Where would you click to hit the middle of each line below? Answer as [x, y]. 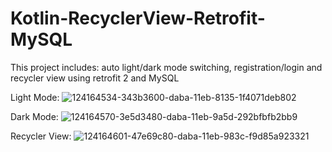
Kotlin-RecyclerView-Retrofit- [138, 18]
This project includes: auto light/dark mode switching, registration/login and [166, 67]
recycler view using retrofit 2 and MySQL [95, 78]
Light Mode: [35, 97]
